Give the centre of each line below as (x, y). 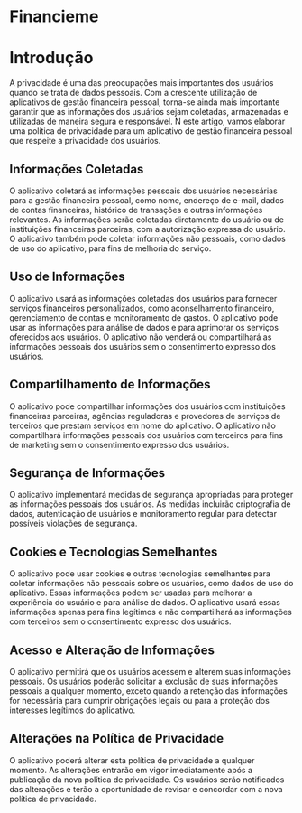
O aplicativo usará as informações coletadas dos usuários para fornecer (143, 298)
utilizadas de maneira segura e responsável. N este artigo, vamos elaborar (147, 121)
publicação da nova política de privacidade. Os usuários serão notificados (147, 780)
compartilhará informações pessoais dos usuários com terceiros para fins (146, 435)
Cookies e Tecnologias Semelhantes (114, 551)
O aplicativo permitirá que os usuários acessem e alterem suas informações (150, 672)
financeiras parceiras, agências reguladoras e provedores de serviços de (145, 416)
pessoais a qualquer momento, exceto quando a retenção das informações (149, 691)
